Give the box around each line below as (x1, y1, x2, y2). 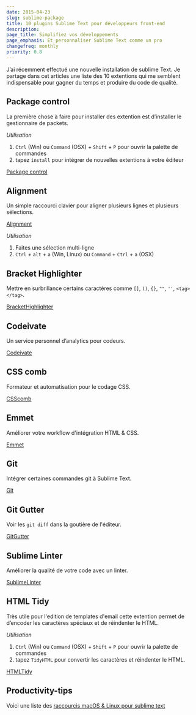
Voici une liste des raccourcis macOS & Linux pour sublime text (6, 702, 165, 709)
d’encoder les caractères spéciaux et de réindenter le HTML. (6, 619, 159, 626)
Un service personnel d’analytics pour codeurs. (6, 337, 126, 344)
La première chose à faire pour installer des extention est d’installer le (6, 113, 182, 120)
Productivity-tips (6, 686, 73, 696)
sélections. (6, 208, 34, 216)
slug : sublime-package (6, 15, 64, 21)
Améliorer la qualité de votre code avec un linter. (6, 567, 128, 574)
